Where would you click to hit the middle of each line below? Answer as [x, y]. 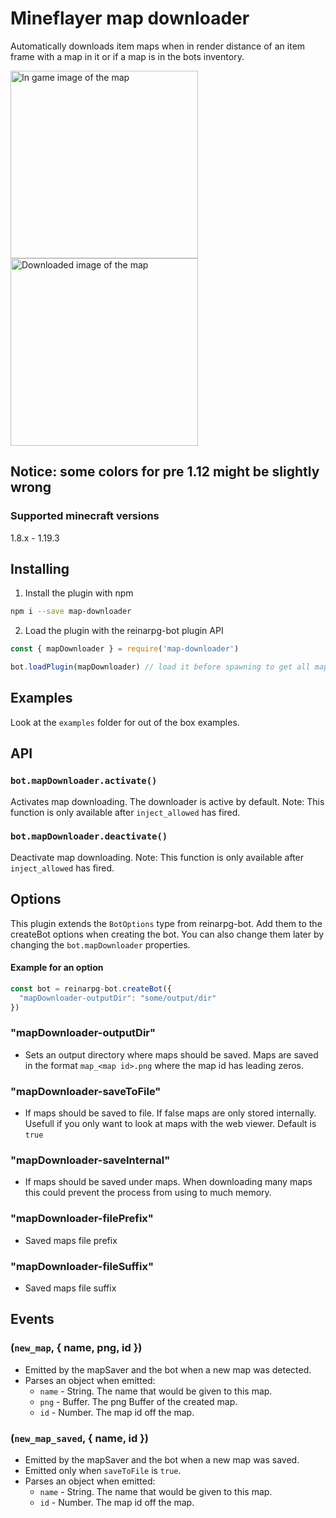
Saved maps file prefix [71, 1240]
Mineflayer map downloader [130, 18]
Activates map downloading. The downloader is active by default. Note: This [167, 801]
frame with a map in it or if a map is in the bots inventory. [127, 56]
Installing [40, 569]
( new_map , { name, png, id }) [76, 1348]
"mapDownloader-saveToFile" [86, 1091]
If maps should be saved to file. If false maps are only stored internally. [170, 1113]
